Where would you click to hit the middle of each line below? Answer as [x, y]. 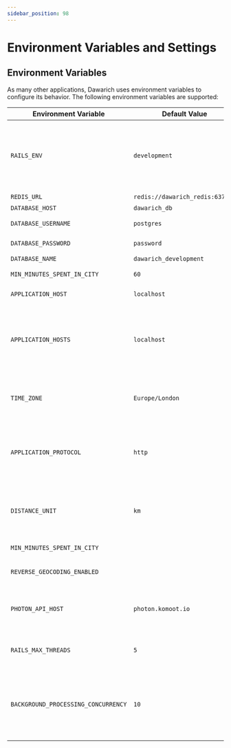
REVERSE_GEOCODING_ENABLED [55, 571]
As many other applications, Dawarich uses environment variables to [104, 89]
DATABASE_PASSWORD [41, 243]
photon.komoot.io [162, 609]
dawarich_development [169, 258]
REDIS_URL [26, 196]
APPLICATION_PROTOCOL [46, 452]
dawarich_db [153, 208]
